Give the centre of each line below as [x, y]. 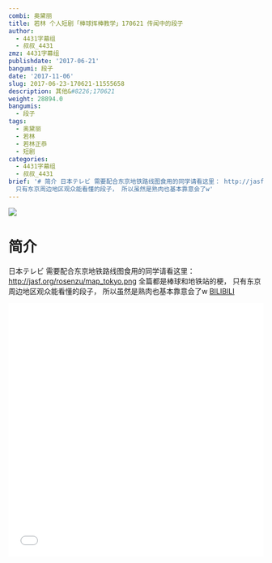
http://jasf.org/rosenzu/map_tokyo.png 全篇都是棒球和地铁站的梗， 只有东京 [135, 281]
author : [21, 31]
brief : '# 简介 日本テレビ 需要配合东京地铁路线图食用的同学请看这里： [115, 182]
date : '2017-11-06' [41, 76]
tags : [17, 122]
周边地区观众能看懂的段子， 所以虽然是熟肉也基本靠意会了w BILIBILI [121, 291]
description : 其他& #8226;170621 [62, 91]
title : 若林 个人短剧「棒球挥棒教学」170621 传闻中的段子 [96, 23]
